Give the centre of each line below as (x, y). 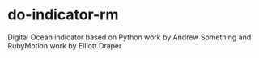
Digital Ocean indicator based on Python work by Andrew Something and (129, 37)
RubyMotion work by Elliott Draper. (66, 45)
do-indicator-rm (63, 15)
